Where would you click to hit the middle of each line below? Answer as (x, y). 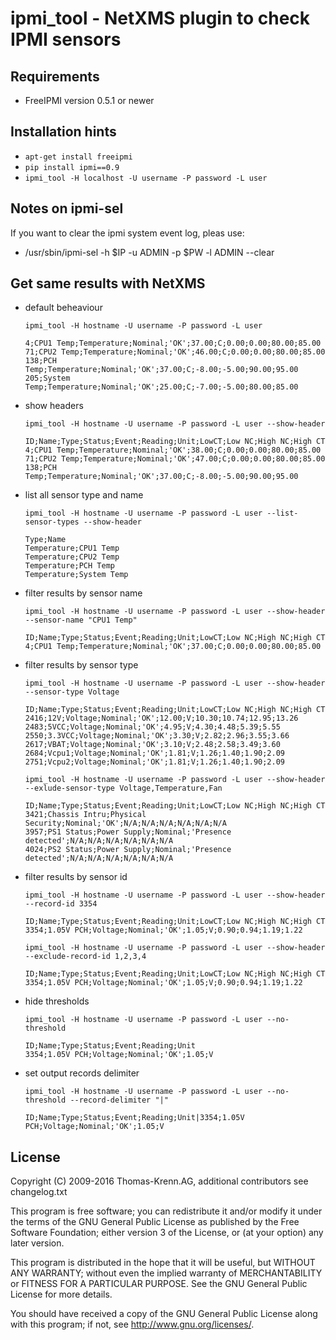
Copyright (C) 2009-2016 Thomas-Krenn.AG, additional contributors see (159, 1181)
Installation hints (63, 132)
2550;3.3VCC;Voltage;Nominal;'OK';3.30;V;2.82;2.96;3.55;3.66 (157, 736)
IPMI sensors (66, 39)
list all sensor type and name (84, 495)
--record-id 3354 (61, 904)
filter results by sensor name (83, 593)
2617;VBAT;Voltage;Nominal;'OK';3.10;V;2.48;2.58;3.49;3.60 (152, 745)
